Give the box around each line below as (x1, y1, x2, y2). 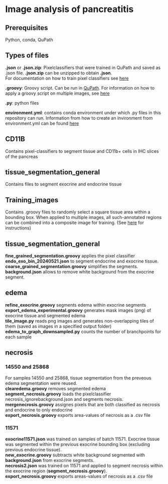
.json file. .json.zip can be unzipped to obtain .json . (5, 70, 112, 76)
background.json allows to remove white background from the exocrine (5, 269, 154, 275)
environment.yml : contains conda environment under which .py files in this (5, 109, 161, 116)
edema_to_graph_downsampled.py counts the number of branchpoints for (5, 328, 161, 334)
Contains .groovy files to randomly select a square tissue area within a (5, 209, 150, 215)
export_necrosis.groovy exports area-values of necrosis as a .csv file (5, 412, 150, 418)
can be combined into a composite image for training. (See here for (5, 219, 144, 226)
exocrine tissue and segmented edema (5, 312, 86, 319)
